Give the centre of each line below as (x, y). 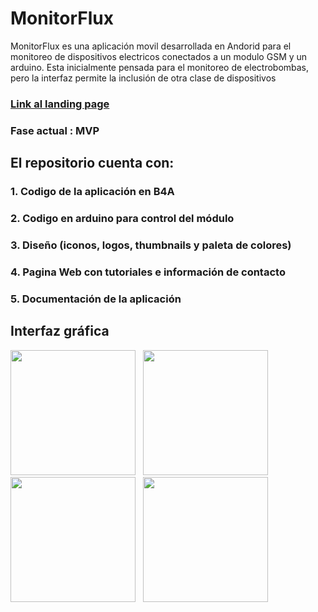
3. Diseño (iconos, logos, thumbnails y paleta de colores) (151, 245)
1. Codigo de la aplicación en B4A (92, 192)
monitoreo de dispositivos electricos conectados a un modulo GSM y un (159, 56)
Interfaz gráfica (60, 331)
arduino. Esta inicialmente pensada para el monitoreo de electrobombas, (160, 67)
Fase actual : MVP (55, 130)
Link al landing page (60, 104)
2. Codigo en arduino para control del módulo (122, 219)
